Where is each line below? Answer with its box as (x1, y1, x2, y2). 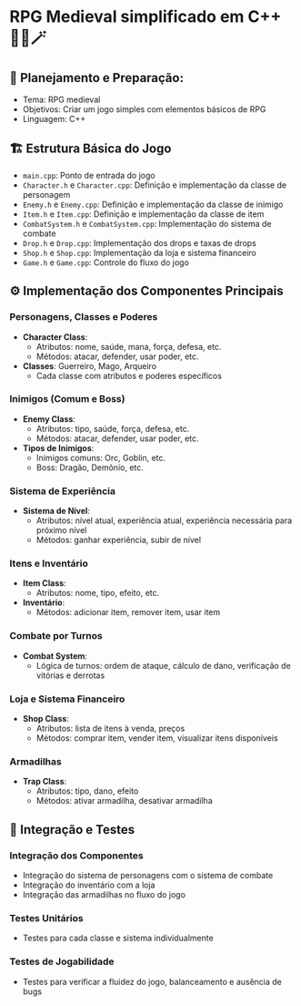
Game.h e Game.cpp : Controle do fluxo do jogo (22, 257, 189, 268)
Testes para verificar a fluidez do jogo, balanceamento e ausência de (22, 976, 282, 987)
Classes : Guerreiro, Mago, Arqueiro (22, 360, 157, 371)
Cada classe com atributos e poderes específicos (35, 370, 223, 381)
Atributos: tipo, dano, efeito (35, 785, 139, 796)
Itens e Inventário (9, 558, 88, 570)
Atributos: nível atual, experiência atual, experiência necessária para (35, 515, 293, 526)
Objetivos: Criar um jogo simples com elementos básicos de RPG (22, 104, 266, 115)
